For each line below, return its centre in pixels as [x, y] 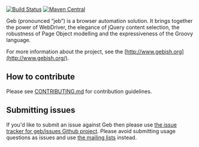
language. [19, 40]
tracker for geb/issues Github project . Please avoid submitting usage [91, 131]
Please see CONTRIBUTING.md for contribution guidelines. [79, 91]
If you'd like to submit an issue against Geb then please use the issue [91, 124]
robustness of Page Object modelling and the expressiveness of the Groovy [100, 34]
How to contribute [41, 77]
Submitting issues [41, 110]
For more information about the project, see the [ [67, 52]
